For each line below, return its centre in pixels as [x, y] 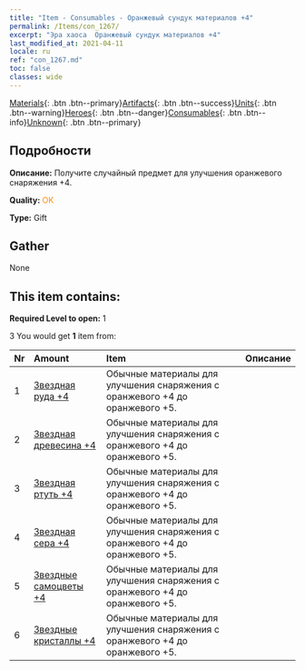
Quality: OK [32, 200]
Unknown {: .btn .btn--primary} [84, 122]
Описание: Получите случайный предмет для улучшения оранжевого [146, 173]
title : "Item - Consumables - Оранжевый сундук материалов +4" [132, 18]
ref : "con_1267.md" [46, 60]
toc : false [30, 69]
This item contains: [65, 296]
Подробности [50, 151]
